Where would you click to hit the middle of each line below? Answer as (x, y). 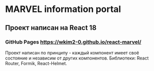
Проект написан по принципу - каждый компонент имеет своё (72, 52)
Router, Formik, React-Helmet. (36, 63)
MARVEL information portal (63, 9)
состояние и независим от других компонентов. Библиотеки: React (77, 58)
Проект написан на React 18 (51, 28)
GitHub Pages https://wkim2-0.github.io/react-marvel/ (73, 42)
